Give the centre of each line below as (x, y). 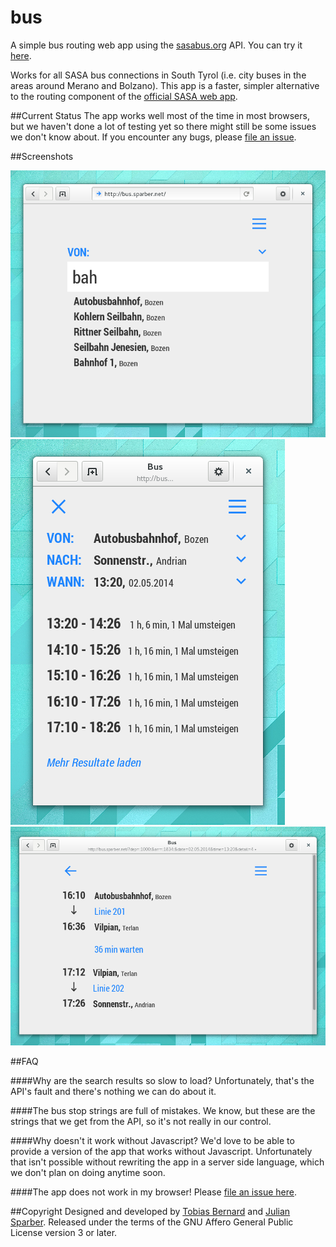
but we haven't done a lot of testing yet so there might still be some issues (163, 126)
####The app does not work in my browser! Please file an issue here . (153, 1192)
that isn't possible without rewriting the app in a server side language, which (167, 1162)
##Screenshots (42, 156)
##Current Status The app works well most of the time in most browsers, (160, 115)
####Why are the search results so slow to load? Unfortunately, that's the (162, 1080)
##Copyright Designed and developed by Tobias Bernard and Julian (150, 1211)
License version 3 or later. (64, 1232)
